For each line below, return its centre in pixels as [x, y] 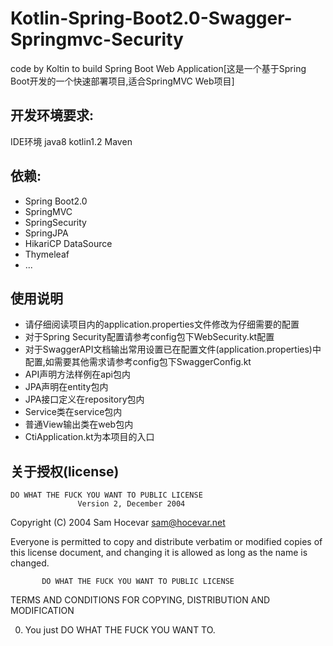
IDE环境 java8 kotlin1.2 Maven [71, 141]
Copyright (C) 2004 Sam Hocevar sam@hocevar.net [118, 523]
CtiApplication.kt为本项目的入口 [89, 437]
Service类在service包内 [73, 412]
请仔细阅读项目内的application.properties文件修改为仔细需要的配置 [162, 324]
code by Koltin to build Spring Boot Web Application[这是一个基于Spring [158, 68]
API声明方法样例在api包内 [77, 374]
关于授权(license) [65, 471]
